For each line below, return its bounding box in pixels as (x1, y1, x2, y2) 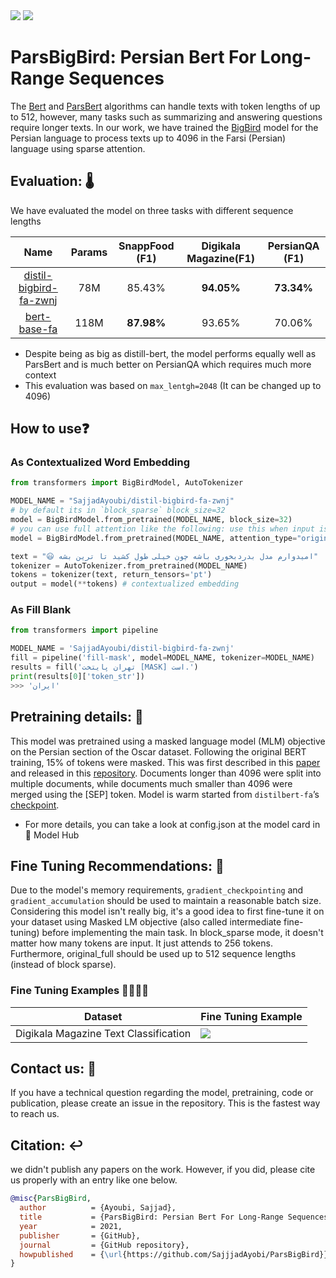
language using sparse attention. (10, 142, 146, 154)
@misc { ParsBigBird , (10, 1194, 92, 1204)
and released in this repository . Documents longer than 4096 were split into (10, 767, 322, 779)
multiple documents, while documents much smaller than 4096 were (10, 777, 293, 789)
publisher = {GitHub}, (19, 1230, 141, 1241)
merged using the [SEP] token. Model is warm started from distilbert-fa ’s (10, 788, 320, 800)
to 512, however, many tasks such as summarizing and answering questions (10, 110, 323, 123)
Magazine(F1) (186, 251, 256, 265)
